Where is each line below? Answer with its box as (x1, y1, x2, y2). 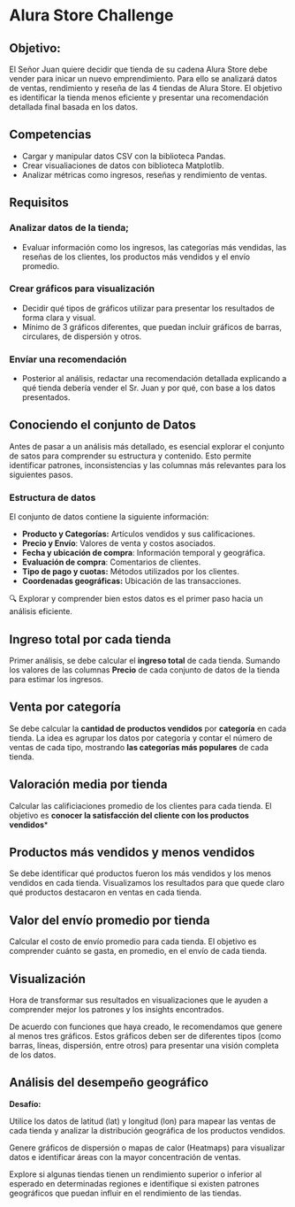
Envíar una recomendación (9, 353, 127, 365)
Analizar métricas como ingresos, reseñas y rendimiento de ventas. (21, 169, 268, 180)
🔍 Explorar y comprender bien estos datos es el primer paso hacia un (9, 594, 263, 604)
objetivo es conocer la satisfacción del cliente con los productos (9, 810, 250, 820)
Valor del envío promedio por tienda (9, 912, 210, 927)
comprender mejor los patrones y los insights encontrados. (9, 1004, 224, 1015)
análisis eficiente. (9, 606, 73, 617)
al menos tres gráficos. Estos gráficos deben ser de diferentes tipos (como (9, 1031, 282, 1042)
